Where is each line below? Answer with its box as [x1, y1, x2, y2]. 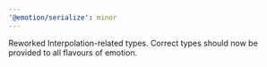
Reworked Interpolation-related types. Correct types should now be [8, 38, 259, 48]
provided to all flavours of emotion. [8, 46, 138, 58]
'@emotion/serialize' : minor [8, 13, 117, 22]
